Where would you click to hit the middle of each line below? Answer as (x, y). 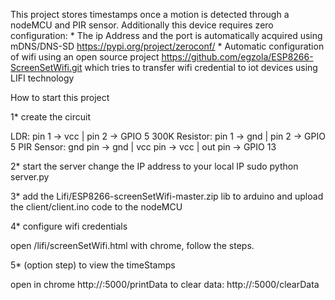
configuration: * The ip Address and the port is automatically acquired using (166, 35)
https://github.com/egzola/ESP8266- (237, 57)
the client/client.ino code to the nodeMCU (96, 207)
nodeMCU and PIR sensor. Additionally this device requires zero (142, 25)
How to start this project (60, 97)
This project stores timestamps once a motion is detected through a (150, 14)
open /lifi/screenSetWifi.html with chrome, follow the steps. (132, 245)
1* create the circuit (51, 117)
